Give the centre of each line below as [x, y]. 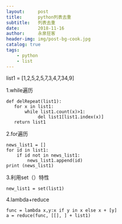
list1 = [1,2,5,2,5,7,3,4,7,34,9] [40, 78]
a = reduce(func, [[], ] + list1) [49, 215]
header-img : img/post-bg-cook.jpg [49, 39]
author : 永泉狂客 [31, 34]
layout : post [27, 12]
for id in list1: [27, 150]
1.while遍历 [20, 90]
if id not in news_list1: [49, 155]
